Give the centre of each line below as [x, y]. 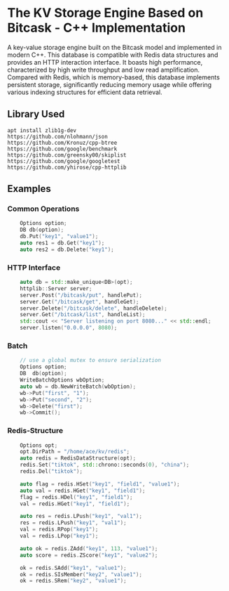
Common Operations [43, 209]
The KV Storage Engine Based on [105, 13]
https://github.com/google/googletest [64, 161]
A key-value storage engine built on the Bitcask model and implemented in [114, 47]
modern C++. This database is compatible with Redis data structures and [113, 55]
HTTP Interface [34, 267]
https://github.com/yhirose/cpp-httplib [67, 167]
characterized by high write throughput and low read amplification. [104, 70]
